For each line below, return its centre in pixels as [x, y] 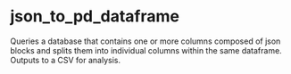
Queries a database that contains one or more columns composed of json [145, 41]
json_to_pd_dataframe [95, 16]
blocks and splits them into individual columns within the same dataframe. [146, 50]
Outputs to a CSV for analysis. [66, 60]
